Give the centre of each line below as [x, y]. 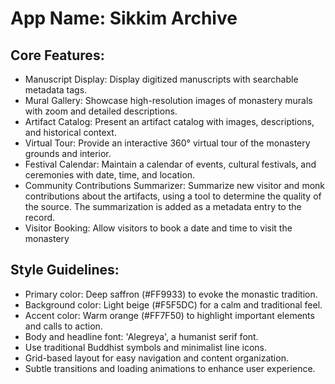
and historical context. [70, 132]
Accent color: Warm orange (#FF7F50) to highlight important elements [169, 315]
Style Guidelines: [65, 270]
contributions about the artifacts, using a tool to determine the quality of [173, 196]
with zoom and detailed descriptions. [101, 111]
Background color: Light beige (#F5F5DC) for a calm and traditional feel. [173, 304]
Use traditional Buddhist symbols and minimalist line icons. [145, 347]
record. [40, 217]
